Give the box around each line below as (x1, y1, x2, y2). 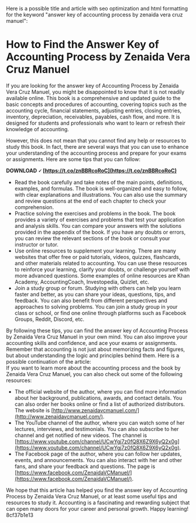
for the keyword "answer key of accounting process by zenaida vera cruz (6, 11, 183, 18)
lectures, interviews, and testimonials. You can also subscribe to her (14, 425, 179, 432)
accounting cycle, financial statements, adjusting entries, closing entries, (6, 107, 182, 114)
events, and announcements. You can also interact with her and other (14, 456, 183, 463)
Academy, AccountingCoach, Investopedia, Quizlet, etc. (14, 278, 149, 285)
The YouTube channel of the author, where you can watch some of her (14, 419, 185, 426)
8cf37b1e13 (6, 511, 34, 518)
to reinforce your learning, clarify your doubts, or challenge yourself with (14, 266, 190, 273)
